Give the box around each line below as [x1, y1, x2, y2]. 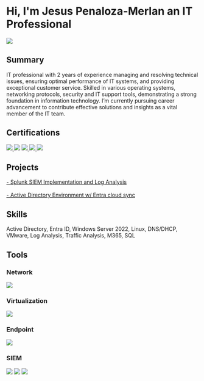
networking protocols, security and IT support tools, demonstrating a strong [6, 90, 197, 98]
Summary [6, 55, 44, 65]
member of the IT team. [6, 110, 66, 117]
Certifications [6, 128, 60, 138]
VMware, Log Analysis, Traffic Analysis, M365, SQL [6, 232, 136, 239]
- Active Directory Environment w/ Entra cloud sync [6, 191, 136, 199]
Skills [6, 209, 27, 219]
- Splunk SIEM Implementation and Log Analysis [6, 178, 127, 186]
